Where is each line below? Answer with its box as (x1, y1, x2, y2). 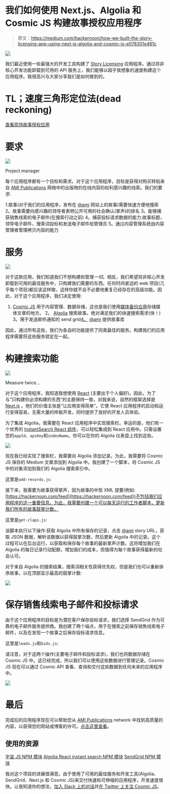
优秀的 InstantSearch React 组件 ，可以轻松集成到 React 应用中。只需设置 (9, 426, 162, 432)
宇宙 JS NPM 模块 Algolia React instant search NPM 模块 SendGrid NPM (5, 753, 156, 760)
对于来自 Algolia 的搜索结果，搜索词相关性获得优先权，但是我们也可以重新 (5, 563, 159, 570)
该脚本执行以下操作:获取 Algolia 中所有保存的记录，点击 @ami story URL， (5, 527, 160, 534)
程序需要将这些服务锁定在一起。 (5, 333, 72, 339)
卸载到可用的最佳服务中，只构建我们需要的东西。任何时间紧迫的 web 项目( (5, 280, 160, 286)
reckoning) (5, 104, 52, 116)
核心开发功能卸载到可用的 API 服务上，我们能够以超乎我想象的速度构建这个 (5, 67, 161, 73)
